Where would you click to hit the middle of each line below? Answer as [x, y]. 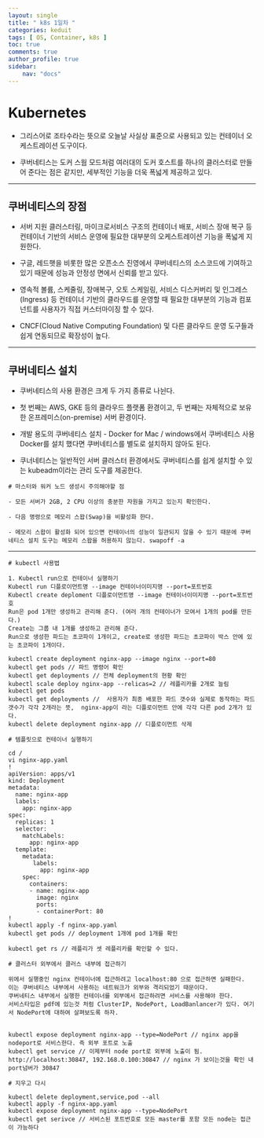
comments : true [33, 52]
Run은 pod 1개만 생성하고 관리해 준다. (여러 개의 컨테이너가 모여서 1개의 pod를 [123, 612]
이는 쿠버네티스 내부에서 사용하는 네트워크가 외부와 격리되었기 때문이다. [108, 988]
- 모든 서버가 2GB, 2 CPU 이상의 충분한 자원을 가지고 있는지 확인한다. [110, 502]
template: [31, 850]
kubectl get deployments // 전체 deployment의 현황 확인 [97, 676]
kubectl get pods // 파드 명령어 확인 [66, 668]
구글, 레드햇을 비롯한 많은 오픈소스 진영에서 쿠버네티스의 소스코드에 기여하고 [136, 263]
